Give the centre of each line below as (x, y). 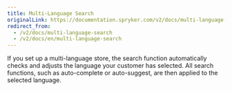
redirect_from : (29, 26)
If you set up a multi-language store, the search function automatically (107, 58)
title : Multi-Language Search (51, 13)
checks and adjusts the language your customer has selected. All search (110, 66)
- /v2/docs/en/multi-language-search (68, 39)
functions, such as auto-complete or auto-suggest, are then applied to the (113, 73)
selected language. (35, 80)
